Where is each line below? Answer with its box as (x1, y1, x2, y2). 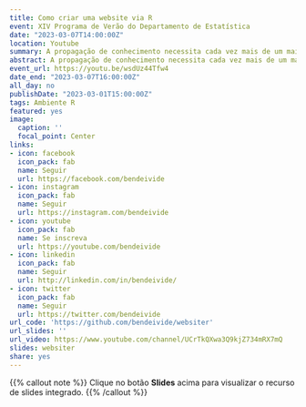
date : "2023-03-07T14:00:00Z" (9, 30, 125, 39)
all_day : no (9, 81, 55, 90)
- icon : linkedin (9, 250, 76, 259)
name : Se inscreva (17, 233, 88, 242)
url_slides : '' (9, 327, 67, 336)
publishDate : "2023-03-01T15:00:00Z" (9, 89, 153, 98)
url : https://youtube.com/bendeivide (17, 242, 161, 251)
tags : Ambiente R (9, 97, 76, 107)
